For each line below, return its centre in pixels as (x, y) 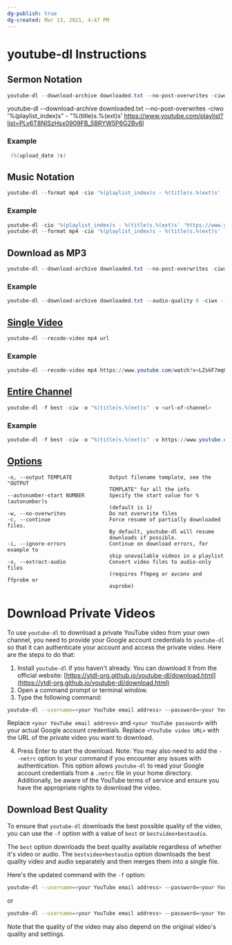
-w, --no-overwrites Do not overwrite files (92, 513)
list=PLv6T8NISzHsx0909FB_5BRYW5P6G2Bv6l (76, 123)
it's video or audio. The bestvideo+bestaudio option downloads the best (109, 855)
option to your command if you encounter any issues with (119, 758)
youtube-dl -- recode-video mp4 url (58, 338)
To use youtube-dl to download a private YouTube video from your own (108, 632)
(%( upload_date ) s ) (38, 155)
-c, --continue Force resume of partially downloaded (114, 519)
